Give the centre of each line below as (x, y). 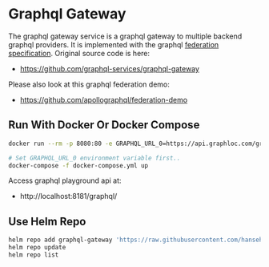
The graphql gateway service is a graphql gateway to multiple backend (125, 36)
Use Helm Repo (47, 221)
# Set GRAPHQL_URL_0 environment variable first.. (94, 158)
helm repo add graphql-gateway (60, 240)
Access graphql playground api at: (65, 180)
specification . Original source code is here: (79, 53)
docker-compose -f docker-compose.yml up (78, 165)
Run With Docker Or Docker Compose (104, 125)
